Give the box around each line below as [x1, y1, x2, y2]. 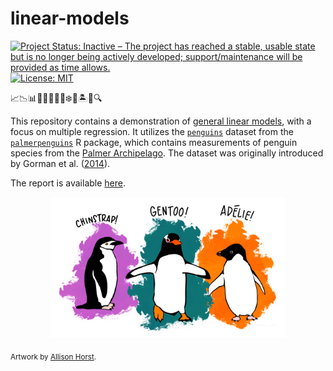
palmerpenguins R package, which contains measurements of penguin [10, 136, 298, 148]
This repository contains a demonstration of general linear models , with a [10, 115, 312, 127]
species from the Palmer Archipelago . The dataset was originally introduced [10, 147, 324, 159]
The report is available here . [10, 177, 127, 189]
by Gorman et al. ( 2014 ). [10, 157, 111, 169]
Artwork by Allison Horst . [10, 352, 97, 362]
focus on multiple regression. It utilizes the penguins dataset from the [10, 125, 294, 137]
